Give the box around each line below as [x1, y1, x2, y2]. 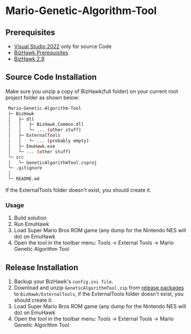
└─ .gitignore [8, 165, 43, 171]
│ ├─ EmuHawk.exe [8, 143, 56, 149]
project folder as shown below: [5, 94, 80, 101]
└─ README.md [8, 176, 40, 182]
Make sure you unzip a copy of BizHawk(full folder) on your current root [5, 88, 178, 95]
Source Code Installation [5, 72, 97, 82]
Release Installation [5, 262, 79, 273]
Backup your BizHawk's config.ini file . [13, 278, 114, 285]
